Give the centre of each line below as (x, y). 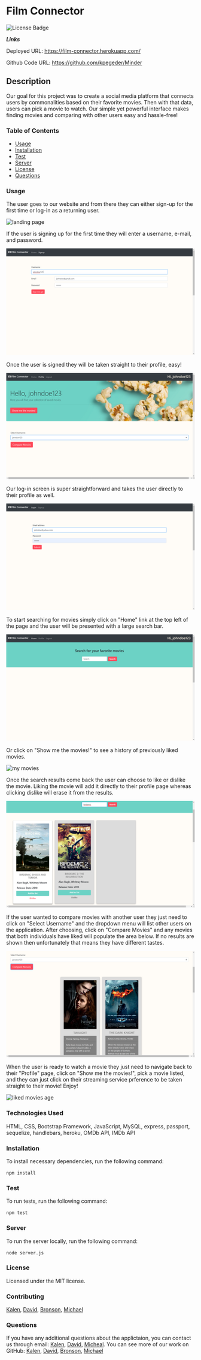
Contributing (25, 1296)
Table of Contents (33, 130)
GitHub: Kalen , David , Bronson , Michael (55, 1351)
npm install (21, 1173)
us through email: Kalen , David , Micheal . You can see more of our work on (98, 1344)
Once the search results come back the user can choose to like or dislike (96, 780)
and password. (25, 240)
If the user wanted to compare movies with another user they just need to (97, 917)
